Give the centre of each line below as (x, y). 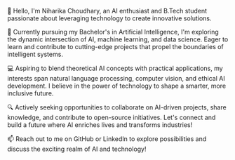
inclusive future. (31, 93)
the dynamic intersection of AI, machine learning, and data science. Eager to (118, 39)
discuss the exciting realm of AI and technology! (77, 149)
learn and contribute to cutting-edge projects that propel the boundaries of (116, 47)
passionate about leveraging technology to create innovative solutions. (109, 18)
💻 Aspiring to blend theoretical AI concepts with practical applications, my (115, 68)
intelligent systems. (35, 54)
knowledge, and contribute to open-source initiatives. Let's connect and (112, 117)
